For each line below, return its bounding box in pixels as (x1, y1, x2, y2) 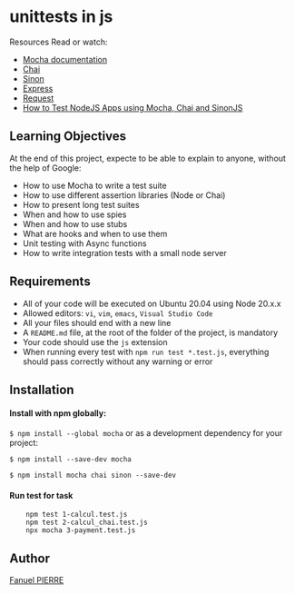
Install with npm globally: (9, 407, 107, 419)
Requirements (9, 274, 91, 290)
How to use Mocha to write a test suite (22, 180, 167, 191)
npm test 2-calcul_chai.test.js (25, 518, 148, 528)
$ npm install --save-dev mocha (9, 455, 132, 464)
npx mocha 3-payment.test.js (25, 526, 136, 535)
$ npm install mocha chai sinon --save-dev (9, 470, 177, 480)
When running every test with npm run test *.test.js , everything (22, 346, 270, 357)
